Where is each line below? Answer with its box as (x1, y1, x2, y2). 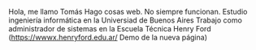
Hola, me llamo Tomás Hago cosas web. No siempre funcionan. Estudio (8, 7, 248, 16)
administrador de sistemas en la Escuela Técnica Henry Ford (8, 24, 211, 33)
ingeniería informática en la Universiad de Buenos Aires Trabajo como (8, 15, 242, 25)
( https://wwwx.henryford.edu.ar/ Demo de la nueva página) (8, 32, 207, 42)
